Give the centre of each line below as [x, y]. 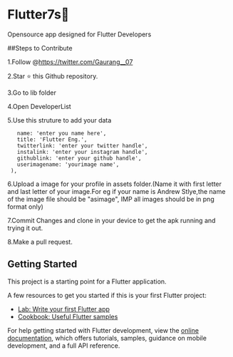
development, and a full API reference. [64, 346]
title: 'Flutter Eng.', [52, 139]
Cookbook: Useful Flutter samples [68, 316]
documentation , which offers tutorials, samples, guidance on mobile [107, 338]
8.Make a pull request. [40, 242]
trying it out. [25, 228]
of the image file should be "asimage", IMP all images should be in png [111, 199]
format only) [26, 207]
